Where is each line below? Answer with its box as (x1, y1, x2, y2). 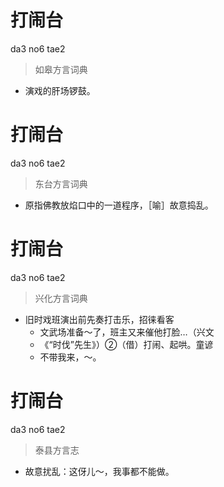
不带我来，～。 (39, 351, 102, 363)
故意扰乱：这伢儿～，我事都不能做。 (24, 465, 175, 477)
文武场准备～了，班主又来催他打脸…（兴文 (39, 326, 215, 338)
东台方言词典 (34, 177, 88, 190)
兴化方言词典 (34, 292, 88, 304)
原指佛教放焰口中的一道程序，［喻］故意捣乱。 (24, 199, 214, 211)
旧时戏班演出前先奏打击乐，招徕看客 (24, 313, 175, 325)
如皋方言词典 (34, 63, 88, 75)
